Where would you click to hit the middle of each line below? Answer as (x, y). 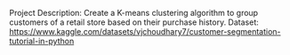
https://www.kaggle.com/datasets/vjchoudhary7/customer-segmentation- (145, 31)
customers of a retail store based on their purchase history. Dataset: (134, 22)
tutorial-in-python (42, 41)
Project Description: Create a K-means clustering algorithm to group (134, 13)
